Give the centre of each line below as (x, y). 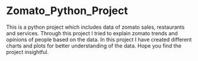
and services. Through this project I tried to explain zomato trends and (92, 33)
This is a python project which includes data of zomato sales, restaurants (95, 27)
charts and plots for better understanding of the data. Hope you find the (94, 46)
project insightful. (28, 52)
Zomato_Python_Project (67, 11)
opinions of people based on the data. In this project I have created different (99, 39)
